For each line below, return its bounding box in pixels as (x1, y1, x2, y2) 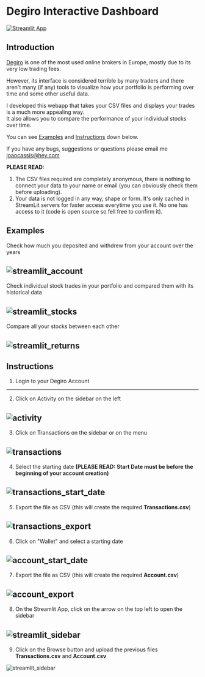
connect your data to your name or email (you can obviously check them (15, 182, 198, 189)
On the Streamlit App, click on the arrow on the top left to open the (15, 605, 183, 613)
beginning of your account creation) (15, 469, 109, 477)
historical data (6, 289, 42, 296)
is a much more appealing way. (6, 108, 85, 116)
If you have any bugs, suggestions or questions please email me (6, 145, 168, 152)
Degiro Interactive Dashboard (6, 4, 159, 18)
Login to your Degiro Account (15, 378, 90, 385)
